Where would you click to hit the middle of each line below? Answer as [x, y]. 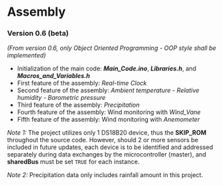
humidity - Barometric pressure [61, 98]
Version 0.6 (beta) [38, 34]
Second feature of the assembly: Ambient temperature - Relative [108, 90]
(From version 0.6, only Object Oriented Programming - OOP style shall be [112, 48]
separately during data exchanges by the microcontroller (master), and [107, 155]
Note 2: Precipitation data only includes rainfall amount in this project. [105, 175]
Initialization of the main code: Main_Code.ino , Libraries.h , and [107, 68]
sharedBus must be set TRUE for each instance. [74, 162]
